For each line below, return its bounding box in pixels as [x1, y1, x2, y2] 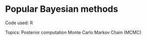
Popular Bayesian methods [5, 3, 118, 15]
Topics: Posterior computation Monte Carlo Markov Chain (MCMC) [5, 29, 142, 35]
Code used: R [5, 20, 33, 26]
